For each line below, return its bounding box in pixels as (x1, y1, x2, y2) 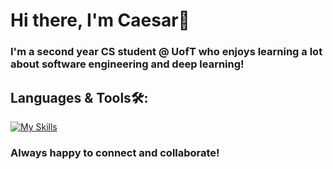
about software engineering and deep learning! (10, 57, 245, 71)
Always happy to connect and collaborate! (10, 145, 220, 159)
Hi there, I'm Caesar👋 (10, 9, 190, 32)
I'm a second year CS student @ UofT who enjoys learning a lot (10, 45, 323, 59)
